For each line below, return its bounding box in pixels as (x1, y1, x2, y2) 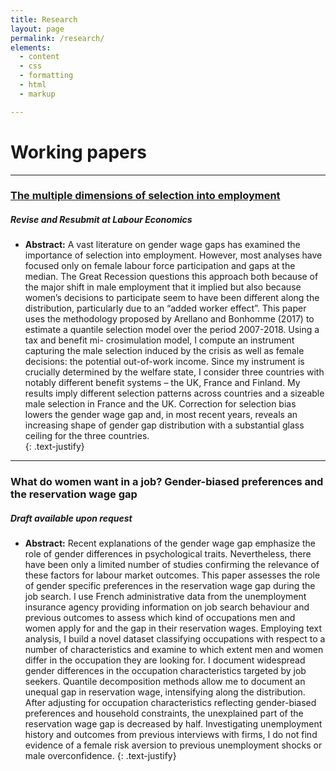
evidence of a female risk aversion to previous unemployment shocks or (24, 739, 323, 751)
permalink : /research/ (10, 33, 105, 43)
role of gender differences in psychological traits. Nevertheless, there (24, 548, 312, 560)
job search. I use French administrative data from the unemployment (24, 591, 307, 603)
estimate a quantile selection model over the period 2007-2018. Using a (24, 324, 320, 336)
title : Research (10, 14, 78, 25)
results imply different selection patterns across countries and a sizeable (24, 387, 325, 400)
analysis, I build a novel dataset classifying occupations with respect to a (24, 633, 326, 645)
